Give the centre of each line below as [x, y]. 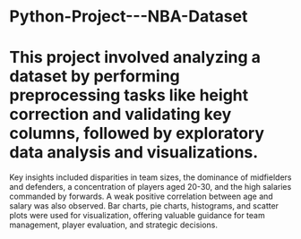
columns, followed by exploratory [137, 134]
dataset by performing [95, 77]
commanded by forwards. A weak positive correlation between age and [141, 196]
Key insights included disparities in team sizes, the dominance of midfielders [150, 177]
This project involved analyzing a [135, 58]
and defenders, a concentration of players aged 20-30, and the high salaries [150, 187]
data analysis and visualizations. [134, 153]
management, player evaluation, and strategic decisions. [113, 225]
